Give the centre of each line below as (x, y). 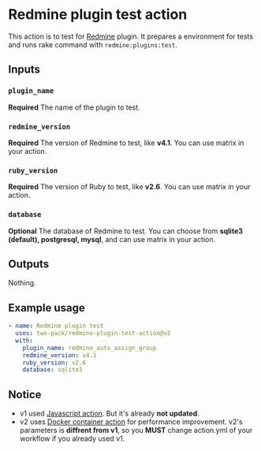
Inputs (24, 70)
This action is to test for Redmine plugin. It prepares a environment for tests (131, 36)
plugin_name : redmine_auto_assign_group (89, 348)
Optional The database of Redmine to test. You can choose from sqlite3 (125, 231)
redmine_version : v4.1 (60, 355)
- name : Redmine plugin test (56, 326)
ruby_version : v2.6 (54, 363)
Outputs (29, 264)
